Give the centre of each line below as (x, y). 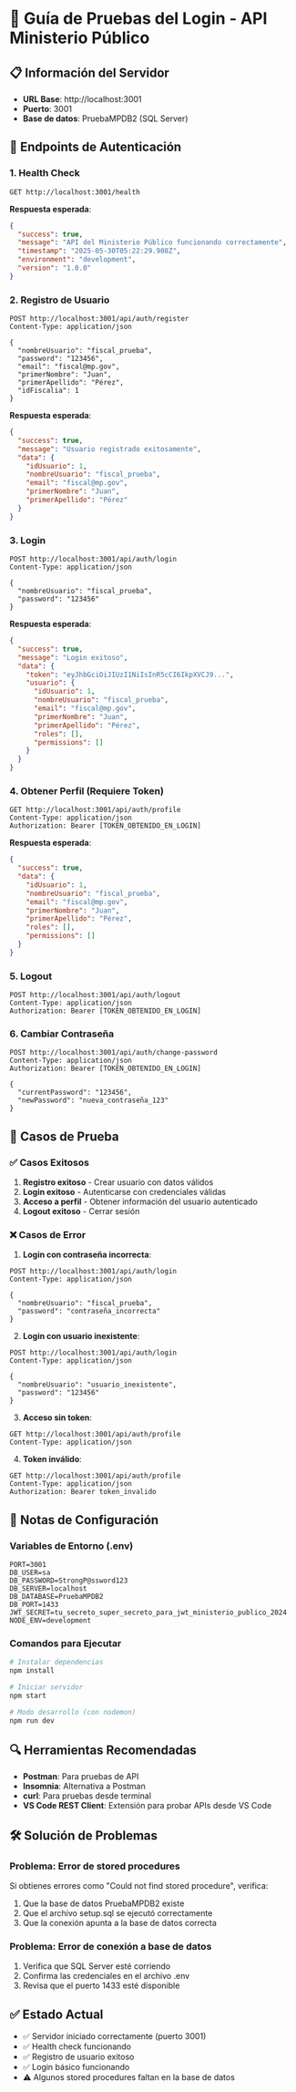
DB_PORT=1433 (34, 1605)
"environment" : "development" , (77, 260)
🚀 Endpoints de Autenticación (96, 147)
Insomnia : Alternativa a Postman (84, 1787)
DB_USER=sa (30, 1573)
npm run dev (32, 1721)
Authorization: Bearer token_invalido (83, 1492)
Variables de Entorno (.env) (71, 1546)
